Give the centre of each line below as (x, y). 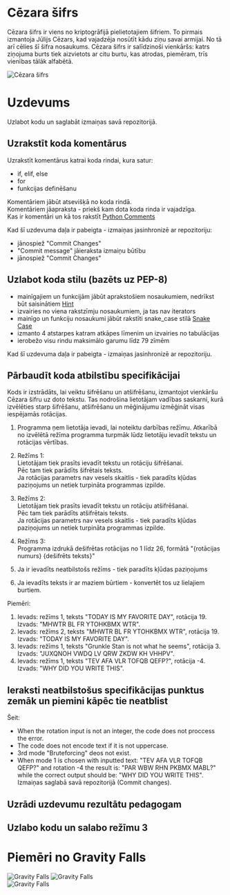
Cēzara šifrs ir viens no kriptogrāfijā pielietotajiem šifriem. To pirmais (105, 32)
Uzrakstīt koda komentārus (67, 144)
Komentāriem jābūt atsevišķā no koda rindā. (70, 201)
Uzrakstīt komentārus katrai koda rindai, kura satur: (80, 160)
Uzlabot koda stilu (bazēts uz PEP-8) (87, 280)
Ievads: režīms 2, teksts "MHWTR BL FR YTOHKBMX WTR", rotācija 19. (118, 631)
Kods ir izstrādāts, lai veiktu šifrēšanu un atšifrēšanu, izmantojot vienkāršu (113, 392)
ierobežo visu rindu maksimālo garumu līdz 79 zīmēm (93, 340)
